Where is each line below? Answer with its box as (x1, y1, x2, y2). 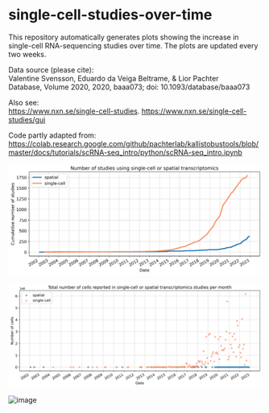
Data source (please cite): (8, 64, 94, 74)
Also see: (8, 97, 39, 107)
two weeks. (8, 49, 47, 59)
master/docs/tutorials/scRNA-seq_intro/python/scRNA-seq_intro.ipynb (8, 147, 243, 157)
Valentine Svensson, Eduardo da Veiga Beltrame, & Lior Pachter (8, 73, 219, 83)
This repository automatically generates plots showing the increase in (8, 32, 239, 42)
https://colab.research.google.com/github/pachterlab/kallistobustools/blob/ (8, 138, 259, 148)
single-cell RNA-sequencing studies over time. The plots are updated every (8, 40, 259, 50)
